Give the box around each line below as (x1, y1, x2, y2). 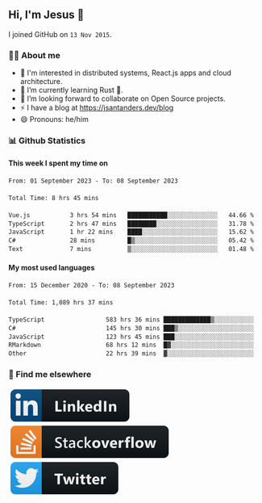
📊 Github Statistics (8, 135, 86, 146)
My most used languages (8, 262, 95, 272)
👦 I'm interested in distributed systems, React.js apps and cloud (19, 68, 232, 78)
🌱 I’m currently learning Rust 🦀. (19, 86, 123, 95)
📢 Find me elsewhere (8, 369, 92, 380)
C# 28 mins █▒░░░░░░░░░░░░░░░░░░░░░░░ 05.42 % (8, 237, 254, 245)
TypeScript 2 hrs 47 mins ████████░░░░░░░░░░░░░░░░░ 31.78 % (8, 220, 254, 228)
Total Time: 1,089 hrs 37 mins (8, 299, 114, 307)
